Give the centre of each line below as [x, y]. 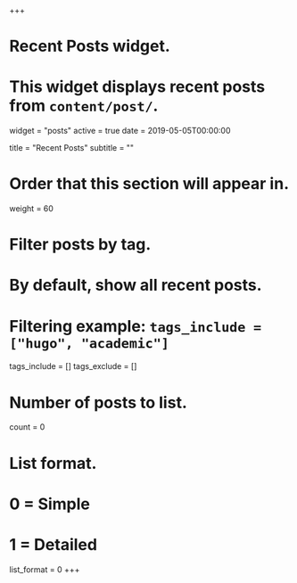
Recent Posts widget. [90, 46]
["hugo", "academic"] [89, 344]
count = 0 [27, 427]
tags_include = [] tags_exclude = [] [73, 366]
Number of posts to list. [98, 402]
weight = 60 [31, 209]
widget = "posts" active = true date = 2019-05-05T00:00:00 [120, 131]
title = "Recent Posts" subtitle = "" [72, 148]
